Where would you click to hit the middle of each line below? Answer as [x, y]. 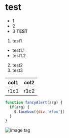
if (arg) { [19, 107]
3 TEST [20, 31]
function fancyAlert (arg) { [34, 103]
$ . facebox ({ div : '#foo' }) [39, 112]
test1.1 [18, 50]
